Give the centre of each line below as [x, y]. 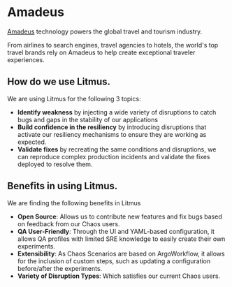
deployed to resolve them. [55, 164]
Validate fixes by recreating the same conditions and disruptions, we [117, 149]
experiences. [26, 59]
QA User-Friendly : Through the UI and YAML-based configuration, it [116, 231]
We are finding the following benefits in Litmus [74, 203]
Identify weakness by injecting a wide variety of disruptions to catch [117, 112]
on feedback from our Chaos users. [68, 223]
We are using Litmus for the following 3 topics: [74, 98]
